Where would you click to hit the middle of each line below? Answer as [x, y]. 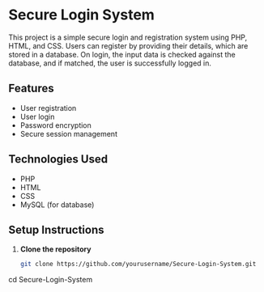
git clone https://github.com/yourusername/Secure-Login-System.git [138, 264]
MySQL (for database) [57, 205]
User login [37, 116]
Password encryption [55, 125]
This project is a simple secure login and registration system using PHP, [128, 37]
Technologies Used [58, 159]
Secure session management [68, 133]
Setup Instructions [56, 229]
